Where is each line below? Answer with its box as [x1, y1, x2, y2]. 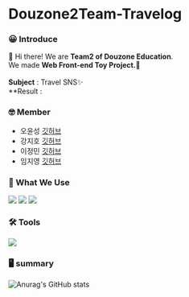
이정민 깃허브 [19, 146, 62, 155]
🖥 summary [8, 258, 55, 270]
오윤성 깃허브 [19, 126, 62, 135]
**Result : [8, 86, 43, 97]
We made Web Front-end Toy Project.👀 [8, 60, 141, 70]
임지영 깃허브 [19, 156, 62, 166]
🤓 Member [8, 106, 51, 118]
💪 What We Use [8, 176, 70, 188]
